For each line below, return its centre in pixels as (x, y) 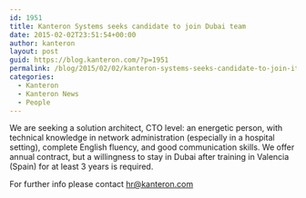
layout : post (34, 52)
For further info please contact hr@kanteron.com (102, 184)
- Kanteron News (48, 94)
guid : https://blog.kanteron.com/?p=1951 (89, 60)
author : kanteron (42, 43)
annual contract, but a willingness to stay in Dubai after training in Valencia (149, 157)
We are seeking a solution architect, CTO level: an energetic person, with (146, 128)
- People (34, 102)
